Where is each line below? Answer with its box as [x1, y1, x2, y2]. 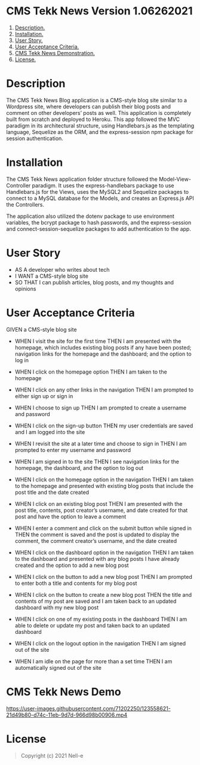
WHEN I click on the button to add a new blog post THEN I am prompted [14, 573, 192, 580]
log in [14, 356, 29, 363]
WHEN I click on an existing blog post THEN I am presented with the [14, 500, 183, 507]
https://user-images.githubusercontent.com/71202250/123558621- [6, 705, 171, 712]
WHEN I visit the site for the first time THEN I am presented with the [14, 337, 181, 345]
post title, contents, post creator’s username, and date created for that [14, 506, 188, 514]
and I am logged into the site [14, 428, 85, 435]
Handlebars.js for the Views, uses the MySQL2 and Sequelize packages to [6, 188, 189, 195]
